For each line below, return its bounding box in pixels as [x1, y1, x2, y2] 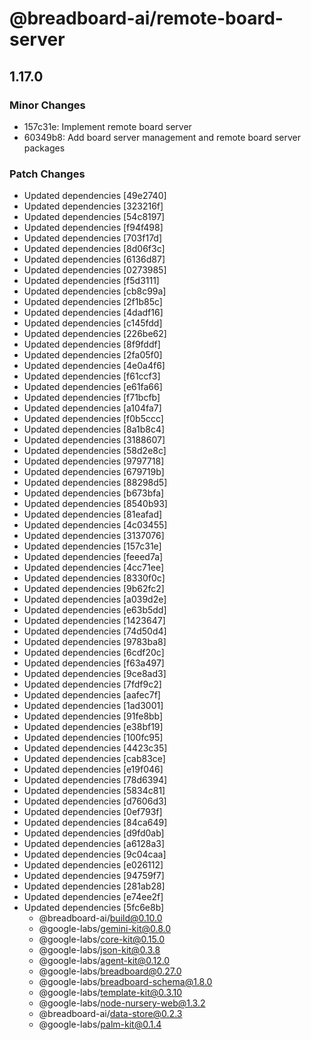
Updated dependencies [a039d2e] [23, 593, 167, 606]
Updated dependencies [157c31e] [23, 540, 162, 552]
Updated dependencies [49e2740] [23, 190, 167, 202]
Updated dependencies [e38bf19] [23, 721, 164, 733]
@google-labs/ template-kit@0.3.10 [38, 987, 183, 999]
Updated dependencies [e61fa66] [23, 381, 163, 393]
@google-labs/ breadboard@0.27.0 [38, 965, 182, 977]
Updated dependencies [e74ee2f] [23, 891, 164, 903]
